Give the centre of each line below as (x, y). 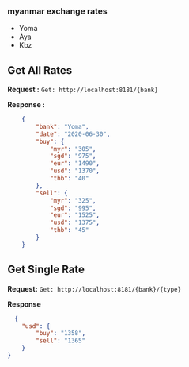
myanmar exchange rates (57, 11)
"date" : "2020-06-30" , (73, 134)
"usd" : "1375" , (75, 223)
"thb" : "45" (69, 230)
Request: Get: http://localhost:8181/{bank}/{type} (94, 288)
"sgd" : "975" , (73, 156)
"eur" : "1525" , (75, 215)
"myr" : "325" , (73, 200)
